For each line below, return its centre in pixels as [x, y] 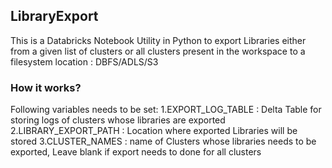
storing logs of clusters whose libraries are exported [118, 120]
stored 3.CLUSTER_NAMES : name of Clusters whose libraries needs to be [163, 141]
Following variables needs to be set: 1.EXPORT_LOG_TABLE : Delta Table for [166, 110]
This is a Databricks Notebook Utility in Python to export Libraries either [158, 40]
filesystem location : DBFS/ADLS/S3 [84, 61]
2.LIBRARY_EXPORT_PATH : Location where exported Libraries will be [154, 131]
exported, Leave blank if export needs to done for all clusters [136, 152]
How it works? [46, 87]
